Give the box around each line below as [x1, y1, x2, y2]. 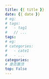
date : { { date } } [5, 12, 40, 17]
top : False [5, 67, 27, 72]
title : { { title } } [5, 7, 45, 12]
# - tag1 [5, 26, 27, 30]
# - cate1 [5, 48, 29, 53]
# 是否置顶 [5, 62, 24, 67]
